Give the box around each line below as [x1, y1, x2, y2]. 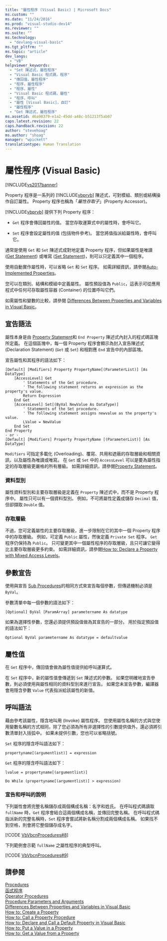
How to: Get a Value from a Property [5, 930, 80, 936]
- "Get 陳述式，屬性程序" [9, 109, 57, 115]
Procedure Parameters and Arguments [5, 898, 84, 904]
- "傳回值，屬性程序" [9, 77, 49, 82]
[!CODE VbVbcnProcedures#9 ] [5, 852, 69, 859]
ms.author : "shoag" [5, 133, 46, 138]
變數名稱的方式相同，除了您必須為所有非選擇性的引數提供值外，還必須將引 [9, 723, 162, 729]
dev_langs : [5, 53, 28, 59]
